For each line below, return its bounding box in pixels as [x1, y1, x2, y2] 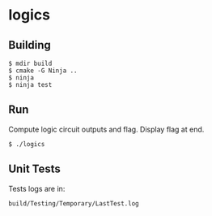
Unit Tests [8, 162, 61, 176]
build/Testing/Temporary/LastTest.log [8, 199, 139, 208]
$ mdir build [8, 59, 53, 67]
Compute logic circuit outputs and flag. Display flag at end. [8, 124, 205, 134]
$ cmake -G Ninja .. [8, 67, 78, 75]
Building [8, 38, 51, 52]
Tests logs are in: [8, 184, 66, 193]
